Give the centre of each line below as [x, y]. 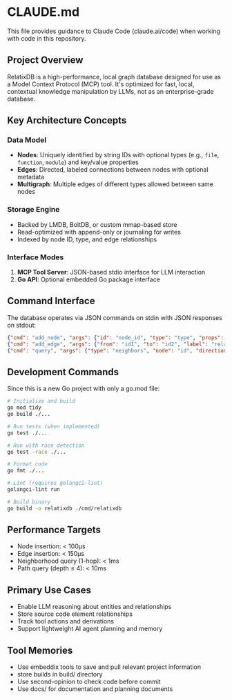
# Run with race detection [46, 446]
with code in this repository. [47, 38]
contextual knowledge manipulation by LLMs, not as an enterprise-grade [110, 91]
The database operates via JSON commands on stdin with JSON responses [115, 317]
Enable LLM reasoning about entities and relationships [94, 607]
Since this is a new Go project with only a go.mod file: [84, 389]
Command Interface [51, 301]
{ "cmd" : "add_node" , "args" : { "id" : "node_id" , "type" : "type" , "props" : [116, 338]
